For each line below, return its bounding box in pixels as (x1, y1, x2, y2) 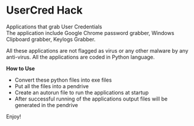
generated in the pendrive (14, 101, 78, 108)
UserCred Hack (6, 4, 83, 17)
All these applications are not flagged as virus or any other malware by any (6, 47, 189, 54)
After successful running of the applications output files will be (14, 95, 168, 102)
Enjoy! (6, 113, 22, 120)
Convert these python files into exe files (14, 76, 112, 83)
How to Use (6, 64, 35, 72)
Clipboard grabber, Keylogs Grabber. (6, 35, 96, 43)
